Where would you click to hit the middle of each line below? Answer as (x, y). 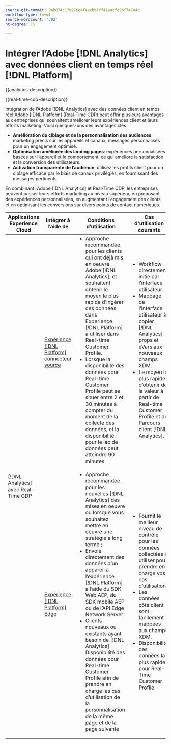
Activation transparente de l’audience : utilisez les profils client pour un (88, 168)
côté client (151, 605)
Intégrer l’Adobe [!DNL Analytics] (77, 54)
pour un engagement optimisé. (45, 146)
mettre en (97, 526)
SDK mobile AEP (105, 602)
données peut (102, 448)
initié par (149, 277)
